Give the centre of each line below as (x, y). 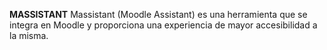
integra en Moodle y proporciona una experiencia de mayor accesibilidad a (163, 25)
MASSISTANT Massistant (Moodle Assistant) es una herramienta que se (158, 14)
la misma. (29, 35)
